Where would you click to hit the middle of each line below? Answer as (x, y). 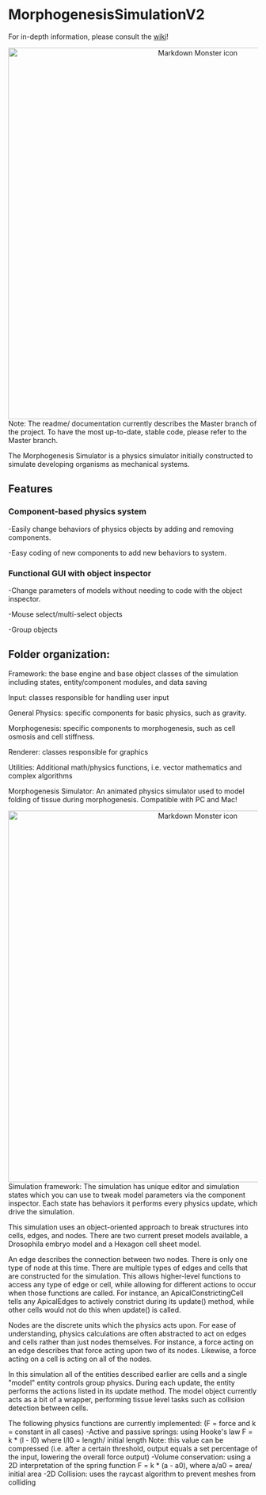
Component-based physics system (77, 511)
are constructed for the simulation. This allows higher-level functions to (125, 1276)
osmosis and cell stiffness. (51, 736)
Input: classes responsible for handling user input (89, 697)
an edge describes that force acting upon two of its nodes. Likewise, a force (132, 1350)
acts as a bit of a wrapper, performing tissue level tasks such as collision (127, 1399)
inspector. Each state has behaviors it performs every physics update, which (133, 1203)
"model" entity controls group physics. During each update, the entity (122, 1382)
